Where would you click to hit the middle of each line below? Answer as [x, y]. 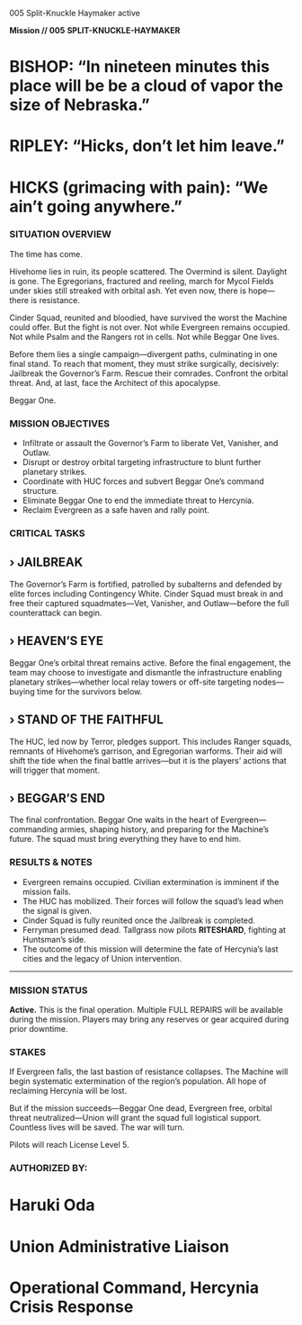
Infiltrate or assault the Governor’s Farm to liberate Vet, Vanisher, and [150, 443]
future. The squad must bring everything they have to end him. [125, 839]
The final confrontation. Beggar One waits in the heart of [114, 820]
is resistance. [56, 300]
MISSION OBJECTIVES [60, 424]
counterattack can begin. [56, 613]
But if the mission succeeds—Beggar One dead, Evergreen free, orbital [141, 1108]
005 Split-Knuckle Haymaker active [75, 13]
